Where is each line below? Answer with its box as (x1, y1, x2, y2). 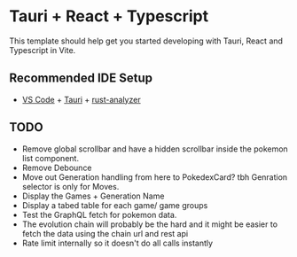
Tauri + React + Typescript (9, 6, 209, 27)
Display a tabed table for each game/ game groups (21, 199, 208, 210)
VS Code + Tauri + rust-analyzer (21, 94, 141, 105)
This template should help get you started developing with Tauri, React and (9, 35, 284, 46)
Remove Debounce (21, 162, 92, 173)
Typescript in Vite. (9, 44, 76, 55)
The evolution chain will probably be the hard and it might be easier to (21, 219, 277, 230)
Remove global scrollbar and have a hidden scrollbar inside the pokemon (21, 144, 288, 154)
